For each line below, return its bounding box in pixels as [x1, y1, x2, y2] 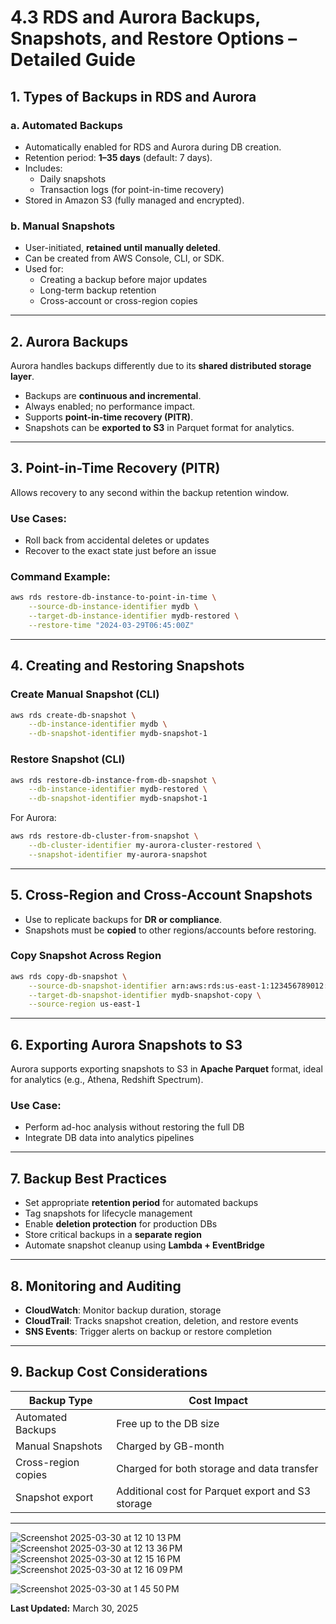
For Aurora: [10, 812, 57, 824]
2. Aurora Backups [10, 333, 129, 350]
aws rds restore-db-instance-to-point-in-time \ [10, 592, 217, 603]
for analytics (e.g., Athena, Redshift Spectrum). [10, 1074, 204, 1086]
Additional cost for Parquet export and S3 [116, 1484, 312, 1498]
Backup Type [28, 1393, 93, 1407]
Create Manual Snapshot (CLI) [10, 687, 160, 701]
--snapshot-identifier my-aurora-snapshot [28, 849, 208, 860]
